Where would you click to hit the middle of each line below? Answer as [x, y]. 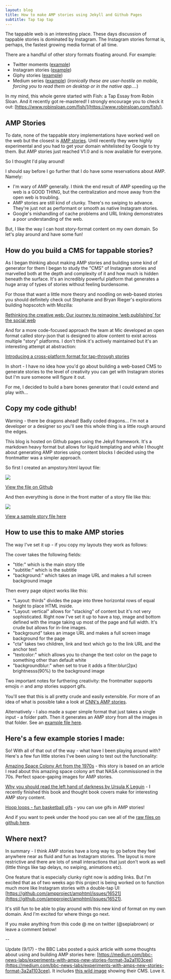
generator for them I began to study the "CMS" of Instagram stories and [81, 268]
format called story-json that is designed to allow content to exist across [81, 336]
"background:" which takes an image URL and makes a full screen [82, 575]
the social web [21, 320]
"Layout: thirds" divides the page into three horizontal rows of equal [84, 600]
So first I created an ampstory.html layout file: [53, 468]
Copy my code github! [41, 408]
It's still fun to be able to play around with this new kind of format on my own [85, 909]
